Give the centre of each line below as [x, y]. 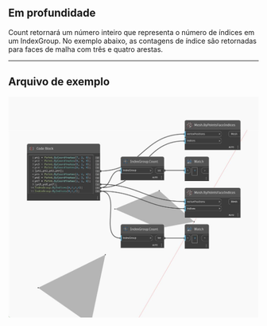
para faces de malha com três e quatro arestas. [86, 49]
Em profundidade [52, 13]
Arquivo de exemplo [59, 82]
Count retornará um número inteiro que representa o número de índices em [132, 32]
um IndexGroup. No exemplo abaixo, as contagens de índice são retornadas [132, 41]
